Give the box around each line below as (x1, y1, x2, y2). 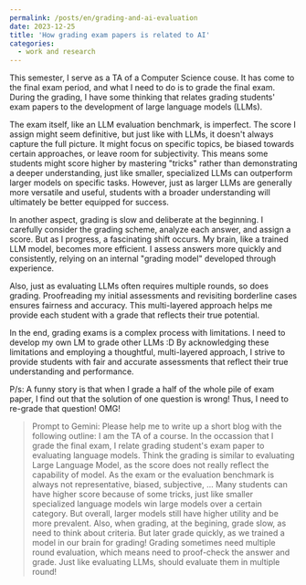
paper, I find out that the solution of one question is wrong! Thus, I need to (9, 393, 290, 404)
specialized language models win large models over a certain (31, 498, 263, 509)
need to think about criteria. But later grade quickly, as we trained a (31, 528, 285, 538)
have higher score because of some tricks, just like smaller (31, 489, 254, 500)
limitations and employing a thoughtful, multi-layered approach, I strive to (9, 347, 286, 358)
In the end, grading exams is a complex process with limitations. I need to (9, 328, 286, 339)
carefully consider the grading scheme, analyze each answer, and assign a (9, 225, 291, 235)
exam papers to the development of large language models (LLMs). (9, 101, 263, 112)
